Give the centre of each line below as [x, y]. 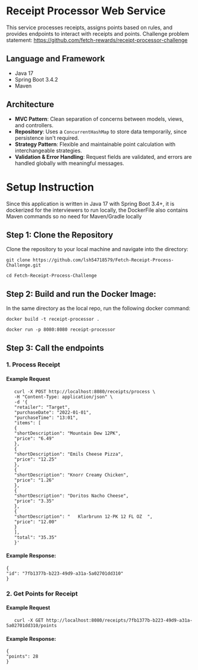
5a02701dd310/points [32, 625]
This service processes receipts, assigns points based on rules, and [89, 27]
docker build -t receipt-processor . [53, 320]
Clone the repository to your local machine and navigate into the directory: [97, 249]
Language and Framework [56, 59]
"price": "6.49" [34, 439]
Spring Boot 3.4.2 [36, 79]
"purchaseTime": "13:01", [46, 418]
